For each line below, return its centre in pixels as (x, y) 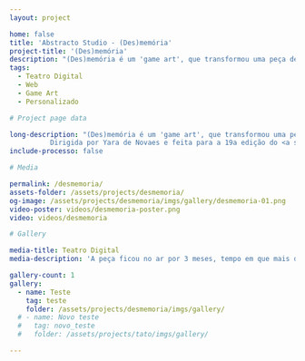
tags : (20, 68)
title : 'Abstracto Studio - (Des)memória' (91, 43)
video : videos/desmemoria (58, 218)
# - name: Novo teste (59, 317)
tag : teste (46, 300)
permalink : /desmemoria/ (56, 184)
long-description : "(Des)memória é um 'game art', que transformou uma (148, 134)
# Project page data (49, 118)
